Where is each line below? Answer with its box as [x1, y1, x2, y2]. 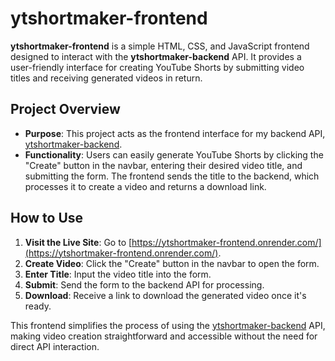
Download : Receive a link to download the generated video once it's [24, 289, 307, 301]
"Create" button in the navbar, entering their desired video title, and [24, 159, 303, 171]
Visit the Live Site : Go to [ [24, 236, 133, 248]
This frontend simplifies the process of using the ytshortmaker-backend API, [10, 319, 326, 331]
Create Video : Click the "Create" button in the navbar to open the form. [24, 257, 320, 269]
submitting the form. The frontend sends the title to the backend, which [24, 170, 320, 182]
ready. [24, 300, 52, 312]
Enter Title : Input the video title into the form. [24, 268, 212, 280]
